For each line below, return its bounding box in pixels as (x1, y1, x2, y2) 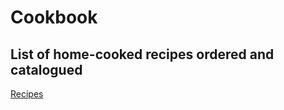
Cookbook (10, 6, 98, 29)
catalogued (10, 61, 83, 78)
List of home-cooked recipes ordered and (10, 46, 275, 63)
